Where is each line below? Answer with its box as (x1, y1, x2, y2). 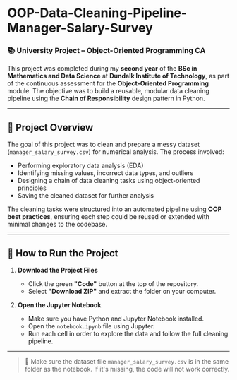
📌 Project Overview (7, 121, 94, 133)
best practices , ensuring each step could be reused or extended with (7, 213, 210, 221)
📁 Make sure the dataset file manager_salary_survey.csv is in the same (24, 357, 229, 366)
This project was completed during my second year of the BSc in (7, 64, 197, 73)
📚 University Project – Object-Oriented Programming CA (7, 46, 206, 56)
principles (17, 184, 47, 192)
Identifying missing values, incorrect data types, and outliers (17, 169, 194, 177)
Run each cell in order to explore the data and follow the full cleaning (28, 330, 229, 338)
